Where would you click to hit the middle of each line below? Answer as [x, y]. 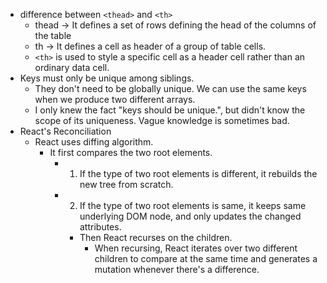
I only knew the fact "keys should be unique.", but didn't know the [170, 110]
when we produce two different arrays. [115, 99]
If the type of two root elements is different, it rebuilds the [198, 173]
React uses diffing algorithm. [94, 142]
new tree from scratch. [126, 184]
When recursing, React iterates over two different [196, 248]
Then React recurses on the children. [156, 237]
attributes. [100, 227]
